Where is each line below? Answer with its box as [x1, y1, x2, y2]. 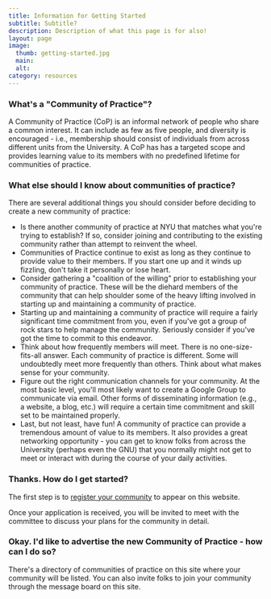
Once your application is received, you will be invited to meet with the [8, 507, 240, 517]
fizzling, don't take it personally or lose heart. [19, 265, 171, 275]
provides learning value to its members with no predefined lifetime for [8, 151, 240, 160]
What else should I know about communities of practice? [8, 179, 236, 190]
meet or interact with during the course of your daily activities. [19, 453, 227, 464]
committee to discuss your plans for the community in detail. [8, 516, 210, 526]
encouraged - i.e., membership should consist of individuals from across [8, 134, 250, 144]
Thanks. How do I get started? [8, 473, 129, 485]
